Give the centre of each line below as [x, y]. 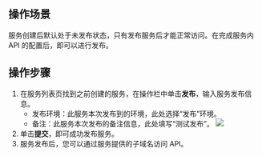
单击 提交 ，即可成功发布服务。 [69, 134]
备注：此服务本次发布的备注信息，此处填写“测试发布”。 [123, 123]
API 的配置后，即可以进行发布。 [61, 45]
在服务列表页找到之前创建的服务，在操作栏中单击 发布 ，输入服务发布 [132, 94]
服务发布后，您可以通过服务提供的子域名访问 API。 [104, 143]
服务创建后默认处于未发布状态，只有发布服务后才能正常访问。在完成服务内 [131, 35]
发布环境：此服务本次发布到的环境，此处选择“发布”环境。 [126, 114]
